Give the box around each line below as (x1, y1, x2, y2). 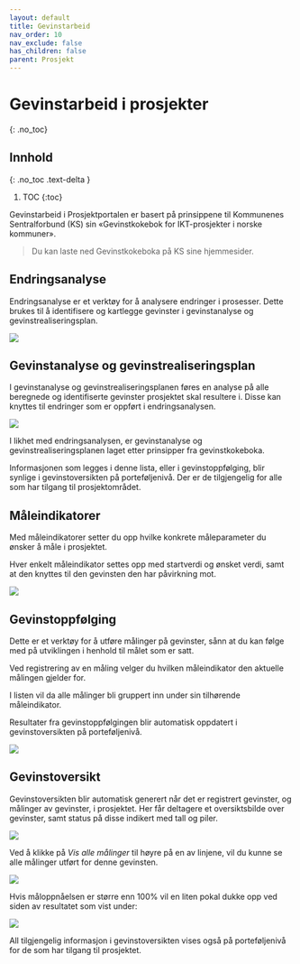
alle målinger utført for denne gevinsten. (9, 857, 159, 867)
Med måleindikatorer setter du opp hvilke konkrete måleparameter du (9, 532, 267, 542)
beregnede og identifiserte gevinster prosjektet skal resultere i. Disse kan (9, 392, 282, 403)
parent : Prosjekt (9, 55, 75, 64)
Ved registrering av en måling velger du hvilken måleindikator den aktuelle (9, 663, 284, 673)
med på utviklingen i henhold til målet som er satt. (9, 645, 195, 655)
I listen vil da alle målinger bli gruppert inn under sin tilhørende (9, 690, 241, 700)
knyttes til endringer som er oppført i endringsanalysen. (9, 401, 216, 412)
